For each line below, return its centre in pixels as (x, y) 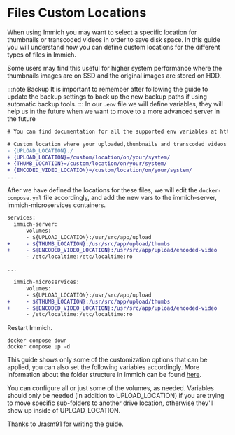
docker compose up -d (39, 347)
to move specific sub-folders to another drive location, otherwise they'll (111, 403)
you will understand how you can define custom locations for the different (114, 47)
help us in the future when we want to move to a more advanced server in (114, 111)
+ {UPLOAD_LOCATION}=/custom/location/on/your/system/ (89, 157)
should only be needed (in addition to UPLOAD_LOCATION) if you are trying (116, 396)
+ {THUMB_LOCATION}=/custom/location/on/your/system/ (87, 164)
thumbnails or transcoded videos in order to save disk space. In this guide (114, 39)
